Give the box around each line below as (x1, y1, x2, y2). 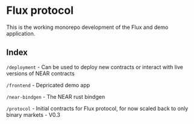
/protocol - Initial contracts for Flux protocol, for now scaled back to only (6, 105, 189, 112)
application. (6, 29, 36, 37)
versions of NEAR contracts (6, 70, 75, 77)
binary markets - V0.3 (6, 111, 60, 118)
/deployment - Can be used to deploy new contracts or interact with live (6, 63, 184, 70)
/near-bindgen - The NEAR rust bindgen (6, 93, 105, 100)
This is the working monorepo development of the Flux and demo (6, 23, 169, 31)
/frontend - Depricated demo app (6, 81, 90, 88)
